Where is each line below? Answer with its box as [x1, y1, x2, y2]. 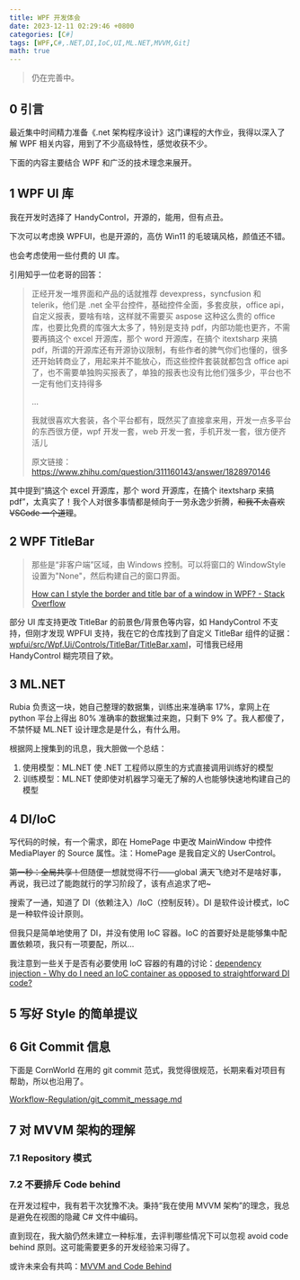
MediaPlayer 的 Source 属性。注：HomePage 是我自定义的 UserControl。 [9, 847, 281, 859]
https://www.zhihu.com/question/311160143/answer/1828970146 [31, 466, 271, 477]
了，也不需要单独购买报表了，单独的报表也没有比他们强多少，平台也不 [31, 366, 292, 378]
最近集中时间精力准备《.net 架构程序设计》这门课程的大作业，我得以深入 [9, 127, 278, 138]
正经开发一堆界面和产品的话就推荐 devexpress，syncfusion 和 [31, 288, 262, 299]
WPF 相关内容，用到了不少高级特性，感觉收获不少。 [19, 138, 213, 148]
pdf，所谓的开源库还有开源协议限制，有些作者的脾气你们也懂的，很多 [31, 344, 289, 355]
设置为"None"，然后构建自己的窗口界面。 [31, 570, 186, 581]
